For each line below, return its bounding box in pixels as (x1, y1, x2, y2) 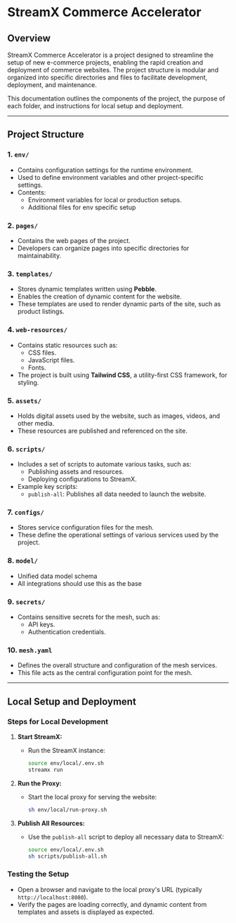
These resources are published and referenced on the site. (17, 426, 188, 435)
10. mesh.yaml (7, 645, 53, 655)
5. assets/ (7, 395, 42, 405)
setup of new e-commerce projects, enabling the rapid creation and (7, 58, 204, 67)
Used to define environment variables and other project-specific (17, 173, 204, 181)
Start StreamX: (17, 733, 63, 741)
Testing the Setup (7, 869, 70, 879)
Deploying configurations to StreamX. (27, 475, 137, 483)
